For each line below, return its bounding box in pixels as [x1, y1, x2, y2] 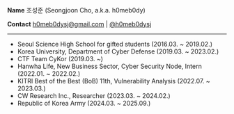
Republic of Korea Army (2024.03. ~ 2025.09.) [17, 99, 151, 107]
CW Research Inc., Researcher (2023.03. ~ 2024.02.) [17, 92, 171, 99]
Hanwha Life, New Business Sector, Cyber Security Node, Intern [17, 62, 202, 70]
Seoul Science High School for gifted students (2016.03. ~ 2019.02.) [17, 40, 212, 48]
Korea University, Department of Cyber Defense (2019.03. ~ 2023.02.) [17, 47, 219, 56]
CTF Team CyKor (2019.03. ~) [17, 55, 103, 63]
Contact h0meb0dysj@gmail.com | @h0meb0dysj [7, 20, 152, 28]
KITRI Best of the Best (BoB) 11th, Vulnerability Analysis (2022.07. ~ [17, 77, 210, 85]
